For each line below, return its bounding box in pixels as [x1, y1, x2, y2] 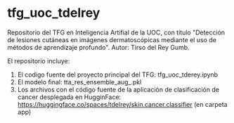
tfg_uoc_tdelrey [7, 5, 100, 21]
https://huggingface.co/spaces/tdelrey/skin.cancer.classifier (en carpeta [17, 100, 228, 108]
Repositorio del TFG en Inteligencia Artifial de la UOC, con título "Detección [7, 28, 226, 37]
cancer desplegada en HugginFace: [17, 93, 122, 101]
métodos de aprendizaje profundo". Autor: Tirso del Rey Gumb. [7, 43, 190, 51]
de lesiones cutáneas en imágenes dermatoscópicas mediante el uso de [7, 35, 216, 44]
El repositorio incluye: [7, 56, 70, 65]
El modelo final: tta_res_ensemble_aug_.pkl [17, 77, 142, 86]
